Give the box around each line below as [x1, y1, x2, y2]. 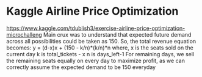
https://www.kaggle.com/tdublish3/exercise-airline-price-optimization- [6, 24, 186, 32]
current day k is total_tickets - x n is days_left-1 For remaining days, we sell [6, 50, 194, 57]
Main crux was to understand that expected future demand [43, 31, 192, 38]
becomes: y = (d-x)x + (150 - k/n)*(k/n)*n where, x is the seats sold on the [6, 44, 193, 51]
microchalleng [6, 31, 43, 38]
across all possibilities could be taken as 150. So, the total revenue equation [6, 37, 197, 45]
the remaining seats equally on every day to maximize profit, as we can [6, 57, 185, 64]
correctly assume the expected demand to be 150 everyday [6, 63, 156, 71]
